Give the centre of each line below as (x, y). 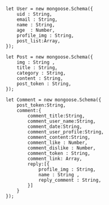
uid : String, (34, 14)
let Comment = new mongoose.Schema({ (54, 100)
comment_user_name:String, (62, 121)
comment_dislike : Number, (62, 148)
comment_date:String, (55, 127)
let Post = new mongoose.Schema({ (50, 57)
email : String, (37, 20)
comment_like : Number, (58, 143)
